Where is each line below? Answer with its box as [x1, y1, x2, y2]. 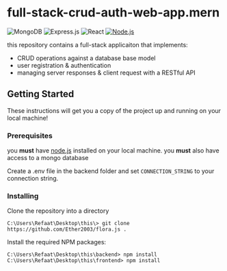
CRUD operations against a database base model [16, 53, 156, 62]
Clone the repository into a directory [7, 207, 109, 215]
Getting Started [7, 88, 75, 100]
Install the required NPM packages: [7, 238, 107, 246]
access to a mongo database [7, 154, 89, 162]
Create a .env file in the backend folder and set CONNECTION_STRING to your [7, 167, 215, 175]
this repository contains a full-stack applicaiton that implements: [7, 40, 188, 49]
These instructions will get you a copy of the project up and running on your [7, 106, 221, 114]
